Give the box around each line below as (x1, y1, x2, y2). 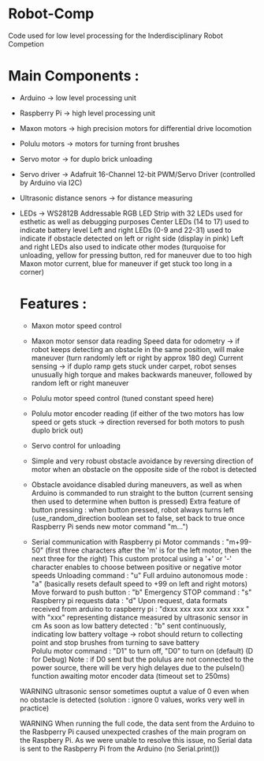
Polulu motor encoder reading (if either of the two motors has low (31, 408, 244, 418)
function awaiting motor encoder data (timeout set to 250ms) (31, 671, 230, 680)
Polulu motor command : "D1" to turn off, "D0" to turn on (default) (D (31, 646, 254, 655)
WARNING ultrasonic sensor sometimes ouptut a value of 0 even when (19, 686, 250, 695)
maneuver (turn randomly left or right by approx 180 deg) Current (31, 353, 244, 362)
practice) (19, 703, 50, 713)
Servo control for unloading (31, 440, 121, 450)
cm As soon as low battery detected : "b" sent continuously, (31, 620, 227, 630)
